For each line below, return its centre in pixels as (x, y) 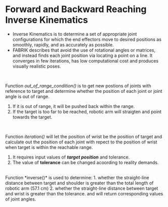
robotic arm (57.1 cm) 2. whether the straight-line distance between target (82, 188)
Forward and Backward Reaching (76, 9)
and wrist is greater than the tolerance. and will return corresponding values (84, 193)
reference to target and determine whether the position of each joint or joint (84, 91)
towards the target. (32, 117)
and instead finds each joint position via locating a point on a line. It (82, 55)
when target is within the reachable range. (49, 147)
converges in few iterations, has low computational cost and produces (86, 61)
